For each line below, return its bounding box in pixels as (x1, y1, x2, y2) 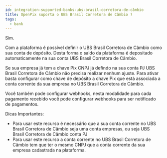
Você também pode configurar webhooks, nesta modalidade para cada (5, 90, 152, 96)
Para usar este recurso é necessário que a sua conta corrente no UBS (12, 120, 156, 126)
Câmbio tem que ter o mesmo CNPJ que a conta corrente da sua (12, 142, 146, 148)
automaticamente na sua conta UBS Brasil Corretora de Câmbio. (5, 55, 137, 61)
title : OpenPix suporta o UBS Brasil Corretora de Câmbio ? (5, 12, 133, 17)
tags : (5, 16, 16, 21)
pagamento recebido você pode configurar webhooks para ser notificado (5, 96, 156, 102)
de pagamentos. (5, 101, 39, 107)
